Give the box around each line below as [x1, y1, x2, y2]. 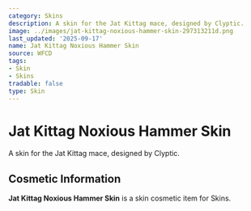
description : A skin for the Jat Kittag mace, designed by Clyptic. [8, 19, 245, 27]
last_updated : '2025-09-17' [8, 34, 104, 43]
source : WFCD [8, 49, 53, 57]
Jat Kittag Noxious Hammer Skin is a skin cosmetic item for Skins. [8, 193, 232, 203]
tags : [8, 57, 27, 65]
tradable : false [8, 79, 63, 87]
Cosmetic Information [8, 171, 121, 186]
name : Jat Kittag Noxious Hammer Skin [8, 42, 139, 50]
